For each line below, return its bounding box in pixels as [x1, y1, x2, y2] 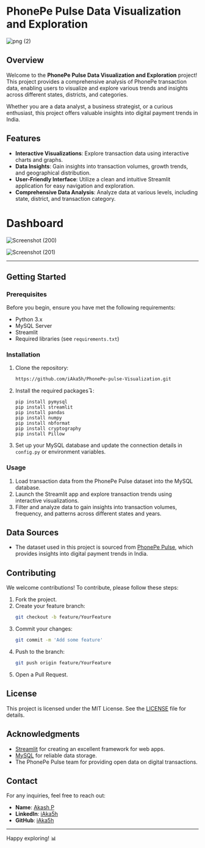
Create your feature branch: [15, 603, 85, 610]
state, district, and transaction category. [15, 195, 116, 202]
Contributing [6, 568, 56, 578]
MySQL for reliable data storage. [15, 752, 98, 759]
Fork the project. [15, 596, 57, 603]
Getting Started [6, 272, 67, 282]
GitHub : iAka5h [15, 817, 54, 824]
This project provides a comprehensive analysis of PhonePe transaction [6, 78, 187, 85]
